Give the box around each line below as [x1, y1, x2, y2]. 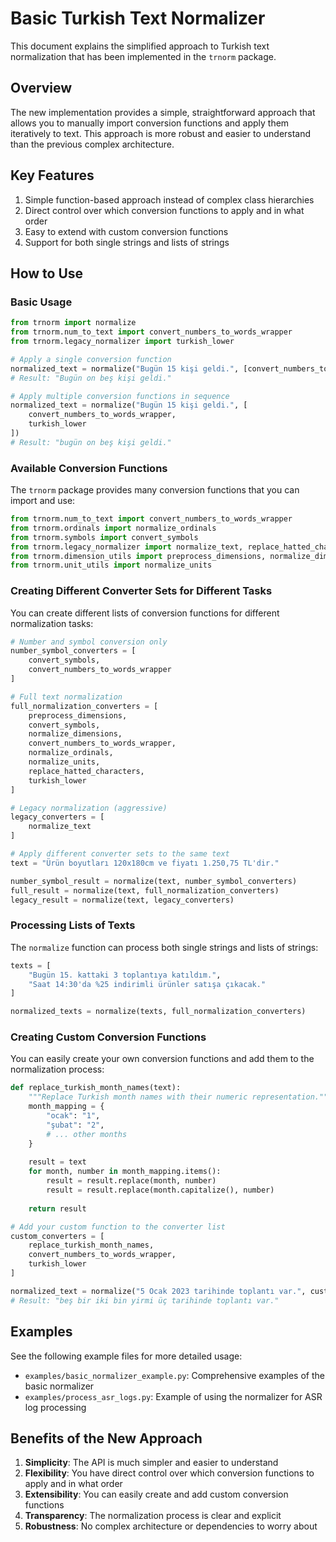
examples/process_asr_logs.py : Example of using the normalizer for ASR [24, 1390, 323, 1402]
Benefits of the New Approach [10, 1430, 203, 1447]
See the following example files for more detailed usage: [10, 1350, 243, 1362]
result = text [28, 1157, 87, 1167]
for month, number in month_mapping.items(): [28, 1167, 222, 1177]
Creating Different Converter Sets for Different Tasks [10, 584, 273, 598]
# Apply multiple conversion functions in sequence [10, 391, 230, 401]
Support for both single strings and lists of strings [24, 236, 230, 248]
